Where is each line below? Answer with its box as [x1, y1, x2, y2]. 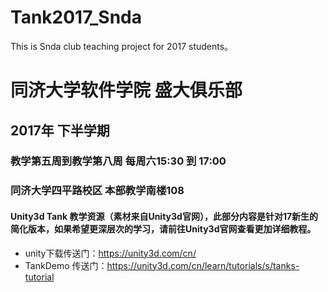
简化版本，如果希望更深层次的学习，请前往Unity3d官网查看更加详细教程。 [10, 222, 317, 235]
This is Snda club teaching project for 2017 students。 [10, 40, 234, 52]
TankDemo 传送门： [24, 259, 108, 271]
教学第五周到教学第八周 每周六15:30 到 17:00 [10, 154, 227, 168]
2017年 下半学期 [10, 122, 110, 139]
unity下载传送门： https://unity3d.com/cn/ [24, 247, 197, 259]
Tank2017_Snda [10, 6, 142, 29]
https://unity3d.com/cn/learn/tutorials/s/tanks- [106, 259, 300, 271]
